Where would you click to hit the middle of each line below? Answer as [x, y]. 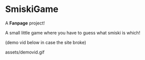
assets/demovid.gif [25, 52]
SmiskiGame [32, 9]
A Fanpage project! [25, 23]
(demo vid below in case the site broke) [46, 42]
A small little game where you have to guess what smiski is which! [73, 32]
